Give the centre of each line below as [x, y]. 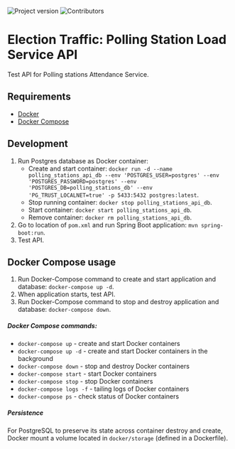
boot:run [31, 233]
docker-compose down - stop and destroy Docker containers [104, 367]
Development [38, 144]
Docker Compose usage [61, 262]
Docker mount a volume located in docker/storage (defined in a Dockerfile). [118, 438]
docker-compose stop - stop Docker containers [85, 382]
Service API [43, 55]
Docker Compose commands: [52, 325]
